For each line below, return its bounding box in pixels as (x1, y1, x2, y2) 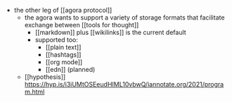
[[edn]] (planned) (45, 66, 96, 73)
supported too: (34, 36, 79, 44)
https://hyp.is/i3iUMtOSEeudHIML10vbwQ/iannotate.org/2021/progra (24, 80, 224, 88)
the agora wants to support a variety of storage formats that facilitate (24, 13, 225, 22)
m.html (24, 87, 45, 96)
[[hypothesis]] (24, 73, 66, 81)
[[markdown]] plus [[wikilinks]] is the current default (34, 28, 186, 36)
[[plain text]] (45, 43, 82, 51)
